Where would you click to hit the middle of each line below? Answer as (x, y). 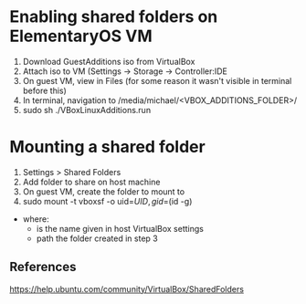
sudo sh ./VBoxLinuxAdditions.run (87, 110)
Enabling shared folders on (114, 17)
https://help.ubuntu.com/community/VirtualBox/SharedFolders (127, 288)
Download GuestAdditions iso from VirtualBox (109, 61)
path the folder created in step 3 (97, 238)
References (43, 267)
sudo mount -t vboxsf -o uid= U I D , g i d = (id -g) (107, 201)
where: (36, 219)
